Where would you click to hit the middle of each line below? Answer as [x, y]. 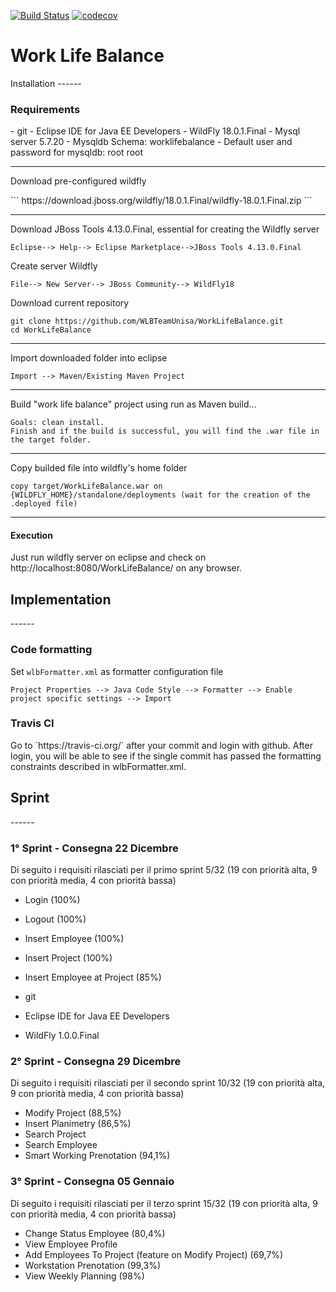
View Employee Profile [71, 1244]
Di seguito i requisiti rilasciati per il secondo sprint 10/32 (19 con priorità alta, [168, 1083]
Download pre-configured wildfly [78, 181]
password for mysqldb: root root [77, 152]
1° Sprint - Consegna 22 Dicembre [94, 848]
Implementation [61, 599]
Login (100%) [52, 899]
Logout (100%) [55, 919]
